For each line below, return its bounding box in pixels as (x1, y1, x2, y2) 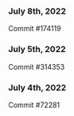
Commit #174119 (8, 24, 61, 34)
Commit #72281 (8, 100, 60, 110)
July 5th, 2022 (8, 44, 66, 55)
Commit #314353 (8, 62, 65, 71)
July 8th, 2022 (8, 6, 66, 17)
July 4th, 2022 (8, 82, 67, 93)
